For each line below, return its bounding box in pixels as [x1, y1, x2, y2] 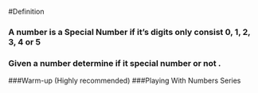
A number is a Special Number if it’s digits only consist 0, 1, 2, [8, 26, 251, 37]
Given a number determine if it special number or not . [8, 57, 221, 68]
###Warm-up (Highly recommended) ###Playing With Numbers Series [8, 76, 241, 86]
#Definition [8, 7, 45, 16]
